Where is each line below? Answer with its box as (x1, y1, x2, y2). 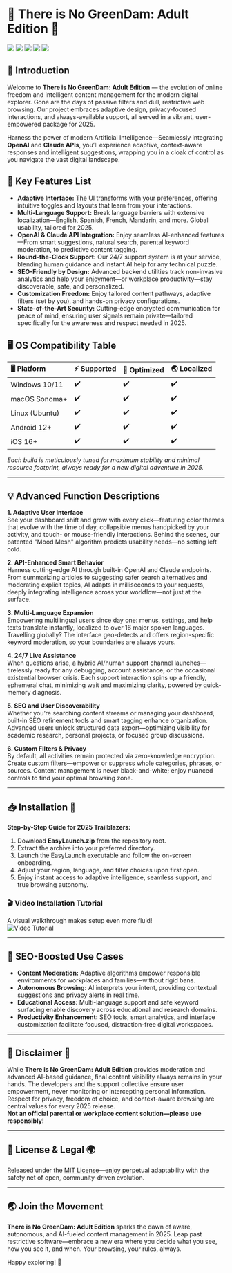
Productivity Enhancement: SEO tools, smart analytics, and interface (17, 1013, 215, 1021)
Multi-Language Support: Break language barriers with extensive (17, 208, 205, 217)
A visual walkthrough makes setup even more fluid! (7, 917, 153, 925)
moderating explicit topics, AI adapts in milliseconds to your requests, (7, 580, 205, 589)
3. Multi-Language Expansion (7, 609, 94, 617)
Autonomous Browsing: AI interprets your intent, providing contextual (17, 984, 217, 992)
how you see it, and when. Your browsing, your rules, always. (7, 1245, 182, 1253)
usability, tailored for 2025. (17, 223, 94, 231)
